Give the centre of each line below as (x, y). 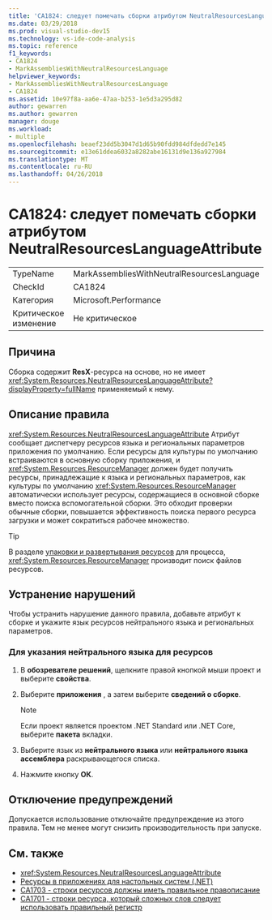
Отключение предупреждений (91, 800)
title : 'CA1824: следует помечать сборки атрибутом (97, 16)
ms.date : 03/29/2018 (43, 24)
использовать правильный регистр (81, 907)
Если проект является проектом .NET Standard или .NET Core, (127, 725)
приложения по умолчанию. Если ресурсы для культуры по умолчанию (133, 451)
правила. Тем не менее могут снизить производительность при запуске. (135, 828)
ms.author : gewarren (43, 114)
